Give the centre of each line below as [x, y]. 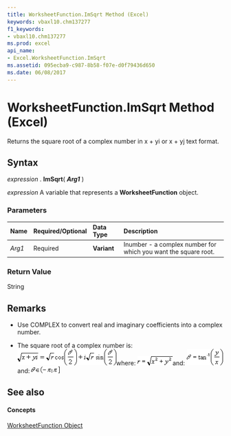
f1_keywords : [26, 29]
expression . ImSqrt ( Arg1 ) [46, 179]
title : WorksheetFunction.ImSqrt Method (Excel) [78, 14]
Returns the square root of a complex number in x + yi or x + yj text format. [113, 141]
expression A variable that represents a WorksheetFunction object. [103, 193]
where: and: [151, 363]
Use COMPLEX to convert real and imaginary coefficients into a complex [120, 325]
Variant [103, 248]
